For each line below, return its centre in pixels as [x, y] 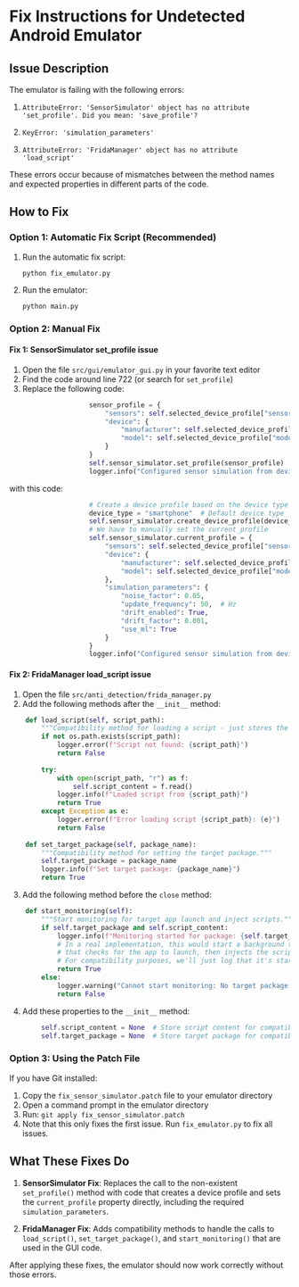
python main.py [50, 306]
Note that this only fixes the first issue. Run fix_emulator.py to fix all [147, 1124]
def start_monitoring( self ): [79, 911]
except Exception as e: [85, 811]
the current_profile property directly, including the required [133, 1201]
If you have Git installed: [53, 1078]
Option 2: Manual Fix [55, 328]
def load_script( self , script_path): [95, 720]
